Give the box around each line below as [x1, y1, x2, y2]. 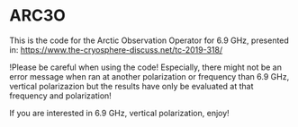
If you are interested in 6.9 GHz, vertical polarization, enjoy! [9, 107, 230, 118]
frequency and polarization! [9, 90, 113, 101]
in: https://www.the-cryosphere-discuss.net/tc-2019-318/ [9, 44, 223, 55]
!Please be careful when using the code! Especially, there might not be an [9, 62, 282, 72]
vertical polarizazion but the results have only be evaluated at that [9, 80, 254, 91]
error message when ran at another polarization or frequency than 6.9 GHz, [9, 71, 290, 81]
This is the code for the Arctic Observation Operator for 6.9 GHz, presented [9, 35, 290, 46]
